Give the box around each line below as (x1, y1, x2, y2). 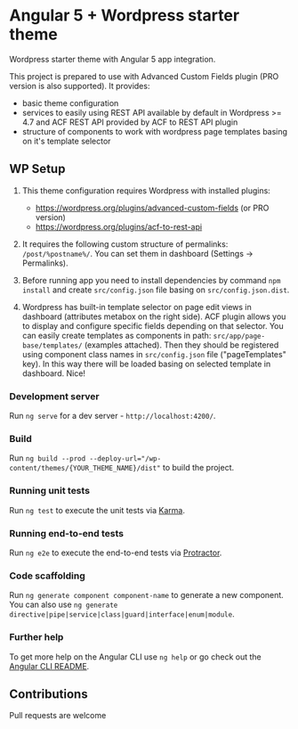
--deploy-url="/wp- (89, 455, 162, 463)
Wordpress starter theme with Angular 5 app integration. (9, 53, 216, 64)
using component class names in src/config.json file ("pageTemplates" (21, 348, 286, 359)
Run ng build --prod (9, 453, 86, 463)
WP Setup (9, 161, 66, 176)
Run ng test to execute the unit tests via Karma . (9, 504, 185, 515)
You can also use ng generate (9, 599, 118, 610)
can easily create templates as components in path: (21, 330, 212, 340)
